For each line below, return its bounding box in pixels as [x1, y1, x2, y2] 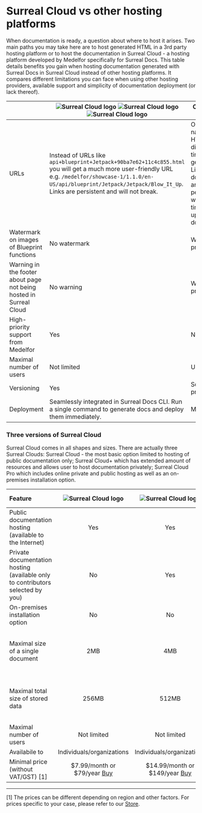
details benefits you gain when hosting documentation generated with [6, 62, 180, 70]
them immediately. [49, 412, 102, 421]
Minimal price [9, 758, 48, 766]
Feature [9, 494, 32, 503]
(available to [9, 531, 44, 539]
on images [9, 235, 39, 243]
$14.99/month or [145, 761, 195, 770]
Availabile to [9, 748, 44, 756]
